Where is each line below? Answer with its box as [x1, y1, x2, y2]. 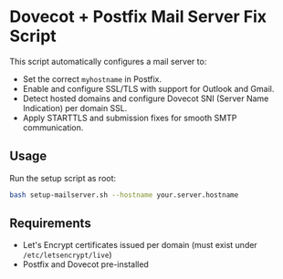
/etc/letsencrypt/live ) [22, 249, 112, 261]
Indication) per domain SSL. [22, 102, 128, 113]
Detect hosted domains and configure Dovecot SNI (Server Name [22, 93, 269, 104]
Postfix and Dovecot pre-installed [22, 259, 149, 270]
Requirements [9, 216, 91, 232]
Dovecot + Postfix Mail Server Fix [9, 6, 267, 27]
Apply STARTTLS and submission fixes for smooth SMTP [22, 112, 237, 123]
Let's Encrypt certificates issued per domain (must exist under [22, 240, 257, 251]
